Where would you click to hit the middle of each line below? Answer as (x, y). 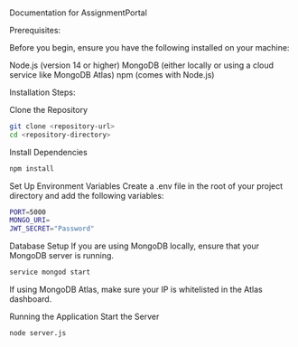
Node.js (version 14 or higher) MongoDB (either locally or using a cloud (141, 65)
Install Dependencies (48, 152)
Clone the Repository (49, 109)
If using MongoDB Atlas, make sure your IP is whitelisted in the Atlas (136, 290)
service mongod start (50, 272)
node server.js (38, 333)
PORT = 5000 (28, 212)
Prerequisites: (35, 30)
